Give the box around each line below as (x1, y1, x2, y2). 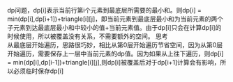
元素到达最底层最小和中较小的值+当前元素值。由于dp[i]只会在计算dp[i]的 (13, 24, 222, 31)
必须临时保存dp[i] (13, 67, 64, 75)
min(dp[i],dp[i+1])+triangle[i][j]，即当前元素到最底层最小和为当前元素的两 (7, 15, 218, 23)
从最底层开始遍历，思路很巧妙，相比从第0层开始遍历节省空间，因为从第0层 (7, 41, 223, 49)
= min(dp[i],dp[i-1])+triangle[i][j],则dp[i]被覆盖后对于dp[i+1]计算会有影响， (7, 58, 220, 66)
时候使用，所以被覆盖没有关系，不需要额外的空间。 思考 (7, 32, 168, 40)
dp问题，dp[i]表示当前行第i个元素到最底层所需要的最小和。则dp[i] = (7, 6, 202, 14)
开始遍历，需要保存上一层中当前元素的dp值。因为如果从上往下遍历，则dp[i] (7, 49, 224, 58)
